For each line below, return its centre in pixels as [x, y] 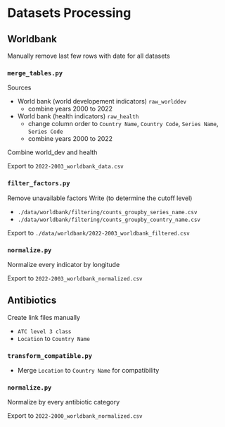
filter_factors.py [39, 184]
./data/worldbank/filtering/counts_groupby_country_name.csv [109, 220]
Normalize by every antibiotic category [64, 402]
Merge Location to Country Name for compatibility [88, 370]
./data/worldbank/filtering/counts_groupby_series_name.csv [107, 212]
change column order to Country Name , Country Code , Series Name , [123, 124]
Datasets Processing [69, 13]
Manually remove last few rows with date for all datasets [89, 56]
